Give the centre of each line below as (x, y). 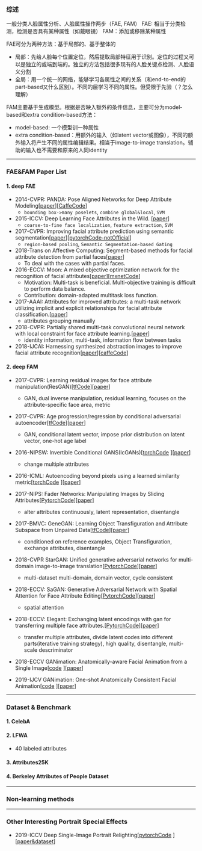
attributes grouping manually (60, 321)
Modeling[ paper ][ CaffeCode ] (51, 206)
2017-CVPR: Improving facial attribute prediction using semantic (94, 231)
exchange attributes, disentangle (65, 548)
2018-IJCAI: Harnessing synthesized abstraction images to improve (98, 347)
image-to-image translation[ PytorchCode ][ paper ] (96, 566)
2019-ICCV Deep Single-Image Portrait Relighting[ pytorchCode (93, 835)
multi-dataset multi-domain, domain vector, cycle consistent (98, 577)
